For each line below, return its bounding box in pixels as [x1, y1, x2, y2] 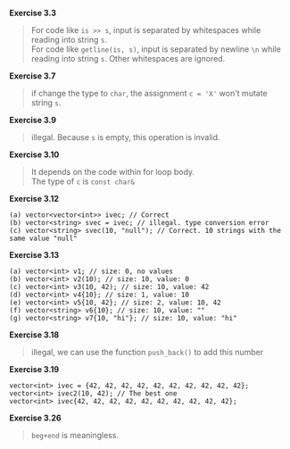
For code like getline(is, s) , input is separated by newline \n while [30, 44, 281, 54]
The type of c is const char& [30, 176, 136, 187]
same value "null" [9, 234, 78, 243]
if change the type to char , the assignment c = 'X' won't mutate [30, 88, 268, 98]
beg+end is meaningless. [30, 430, 119, 440]
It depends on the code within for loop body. [30, 167, 195, 177]
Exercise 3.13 [9, 250, 60, 260]
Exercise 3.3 [9, 8, 56, 18]
